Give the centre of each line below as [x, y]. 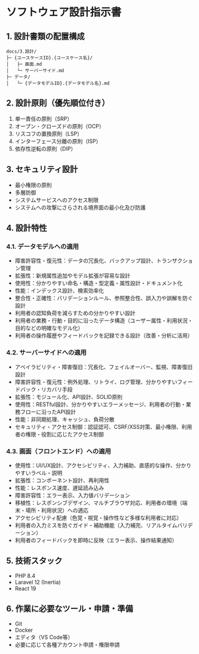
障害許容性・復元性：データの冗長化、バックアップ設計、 [85, 261]
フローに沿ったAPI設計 [48, 411]
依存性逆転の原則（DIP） [45, 149]
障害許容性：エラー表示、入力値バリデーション [72, 495]
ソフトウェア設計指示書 [64, 12]
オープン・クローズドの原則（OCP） [59, 126]
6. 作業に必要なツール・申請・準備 [70, 609]
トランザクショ [174, 261]
